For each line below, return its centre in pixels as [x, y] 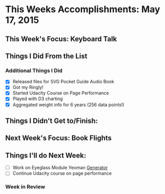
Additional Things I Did [34, 71]
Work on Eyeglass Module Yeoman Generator [60, 168]
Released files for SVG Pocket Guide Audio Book [63, 82]
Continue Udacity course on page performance [62, 173]
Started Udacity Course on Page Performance [61, 93]
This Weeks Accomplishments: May [83, 9]
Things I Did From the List [46, 56]
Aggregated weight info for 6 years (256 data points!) [68, 105]
